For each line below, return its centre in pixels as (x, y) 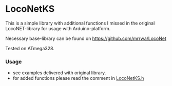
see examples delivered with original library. (59, 73)
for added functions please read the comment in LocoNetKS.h (78, 78)
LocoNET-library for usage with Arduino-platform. (58, 28)
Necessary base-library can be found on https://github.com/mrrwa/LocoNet (86, 38)
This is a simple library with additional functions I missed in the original (80, 23)
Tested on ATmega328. (30, 48)
